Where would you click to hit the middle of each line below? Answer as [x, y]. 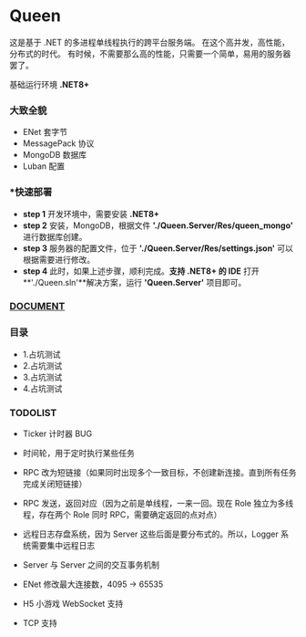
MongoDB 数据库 [55, 155]
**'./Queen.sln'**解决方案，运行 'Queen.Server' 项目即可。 [134, 282]
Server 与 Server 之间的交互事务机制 [91, 565]
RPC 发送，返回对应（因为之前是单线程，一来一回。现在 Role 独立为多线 [158, 504]
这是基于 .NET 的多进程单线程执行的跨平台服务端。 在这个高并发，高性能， [149, 42]
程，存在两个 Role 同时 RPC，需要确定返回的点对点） [122, 515]
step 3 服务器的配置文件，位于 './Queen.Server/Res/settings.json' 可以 [158, 248]
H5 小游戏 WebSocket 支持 [73, 604]
